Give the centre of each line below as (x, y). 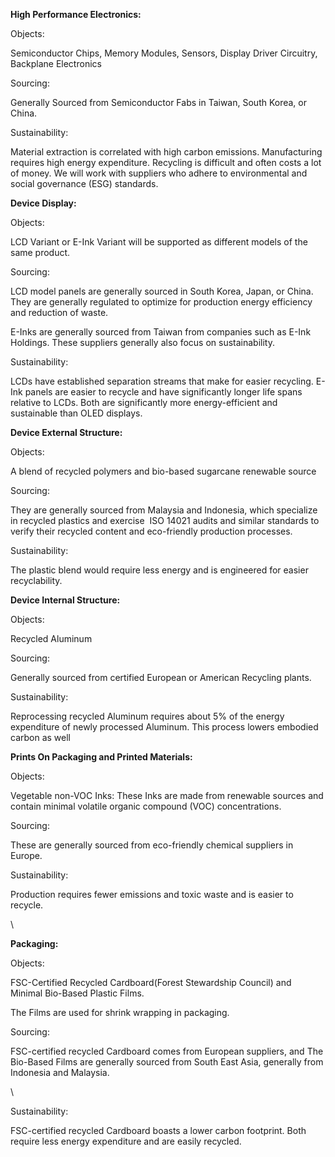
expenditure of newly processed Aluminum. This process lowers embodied (164, 727)
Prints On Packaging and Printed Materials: (101, 757)
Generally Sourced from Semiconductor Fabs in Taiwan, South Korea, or (159, 102)
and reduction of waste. (59, 312)
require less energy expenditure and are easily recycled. (126, 1141)
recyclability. (36, 580)
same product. (40, 252)
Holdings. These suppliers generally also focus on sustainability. (142, 342)
